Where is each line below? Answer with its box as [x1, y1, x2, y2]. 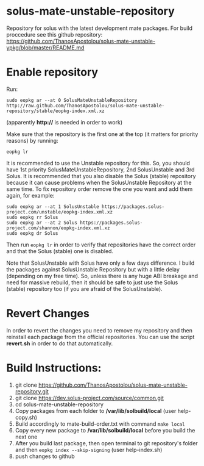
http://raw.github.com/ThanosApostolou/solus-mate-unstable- [6, 102, 165, 109]
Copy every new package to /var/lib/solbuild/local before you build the [15, 426, 195, 434]
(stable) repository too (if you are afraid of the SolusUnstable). [6, 285, 163, 292]
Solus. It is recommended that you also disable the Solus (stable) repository [6, 172, 196, 179]
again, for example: [6, 192, 55, 199]
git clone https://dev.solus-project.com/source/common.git [15, 394, 164, 401]
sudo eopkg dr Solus [6, 230, 59, 236]
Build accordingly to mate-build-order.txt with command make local [15, 420, 185, 428]
